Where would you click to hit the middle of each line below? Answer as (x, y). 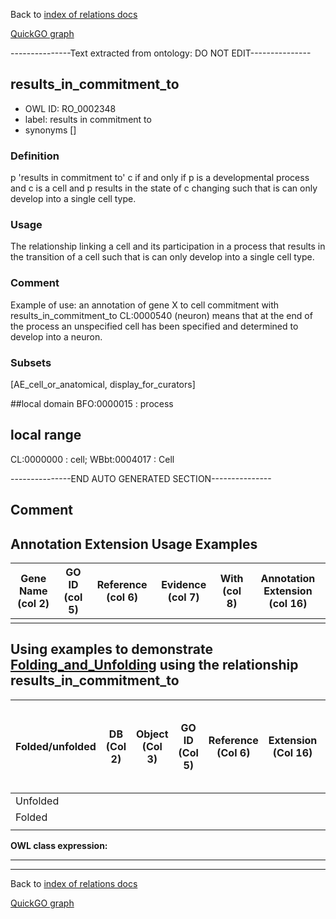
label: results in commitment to (88, 119)
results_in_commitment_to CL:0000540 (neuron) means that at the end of (161, 315)
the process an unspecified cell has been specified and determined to (154, 326)
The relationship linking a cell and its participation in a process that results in (168, 246)
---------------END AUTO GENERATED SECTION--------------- (141, 478)
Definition (35, 156)
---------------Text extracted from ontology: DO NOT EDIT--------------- (161, 53)
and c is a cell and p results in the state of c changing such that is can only (164, 188)
